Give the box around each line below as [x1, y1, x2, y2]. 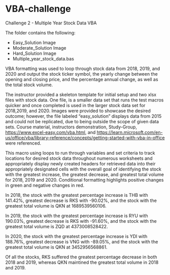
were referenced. [5, 140, 42, 146]
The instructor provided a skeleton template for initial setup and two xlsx [5, 91, 156, 97]
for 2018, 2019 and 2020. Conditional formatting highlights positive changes [5, 177, 164, 183]
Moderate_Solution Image [12, 45, 66, 51]
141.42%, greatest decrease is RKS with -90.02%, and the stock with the [5, 197, 157, 203]
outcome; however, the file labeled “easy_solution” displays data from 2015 [5, 113, 162, 119]
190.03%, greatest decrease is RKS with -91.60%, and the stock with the [5, 218, 157, 224]
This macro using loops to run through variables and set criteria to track [5, 150, 156, 156]
